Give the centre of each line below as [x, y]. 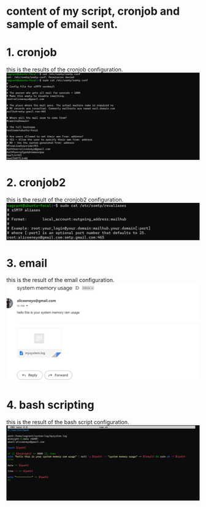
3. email [27, 263]
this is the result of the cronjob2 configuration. [65, 199]
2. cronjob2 [36, 183]
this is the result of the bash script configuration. [68, 422]
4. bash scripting [50, 405]
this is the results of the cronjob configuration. [65, 69]
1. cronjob [32, 53]
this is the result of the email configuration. [60, 280]
